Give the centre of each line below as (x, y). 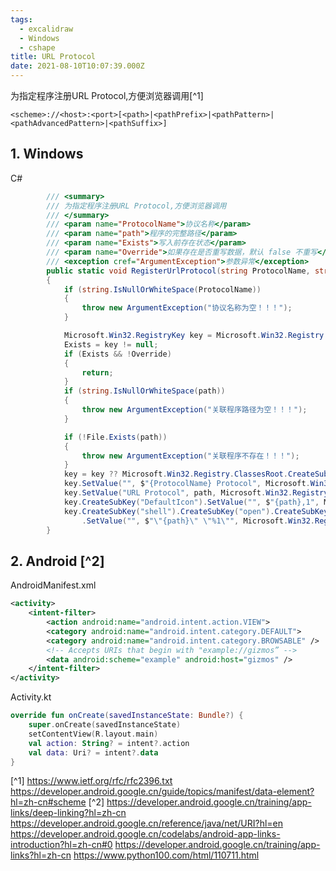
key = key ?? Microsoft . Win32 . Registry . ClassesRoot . (175, 474)
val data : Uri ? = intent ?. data (93, 752)
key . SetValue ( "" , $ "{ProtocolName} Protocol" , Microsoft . (187, 484)
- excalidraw (46, 29)
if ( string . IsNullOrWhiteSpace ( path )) (144, 391)
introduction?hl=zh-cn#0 (61, 845)
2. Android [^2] (57, 561)
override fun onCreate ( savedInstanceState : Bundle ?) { (127, 716)
